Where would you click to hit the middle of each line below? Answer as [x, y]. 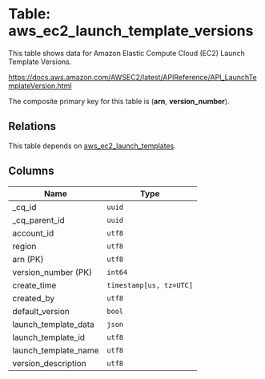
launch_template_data [53, 324]
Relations [32, 126]
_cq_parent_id [39, 220]
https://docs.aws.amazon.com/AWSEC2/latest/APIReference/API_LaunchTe [133, 77]
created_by [33, 298]
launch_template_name [56, 350]
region [24, 246]
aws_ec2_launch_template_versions [131, 31]
